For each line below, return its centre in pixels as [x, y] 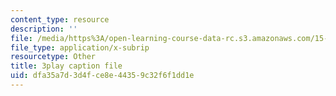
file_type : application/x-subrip [80, 47]
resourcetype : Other [53, 57]
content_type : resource [60, 19]
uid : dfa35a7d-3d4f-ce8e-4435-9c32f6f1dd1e [102, 76]
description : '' [44, 29]
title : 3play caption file [66, 66]
